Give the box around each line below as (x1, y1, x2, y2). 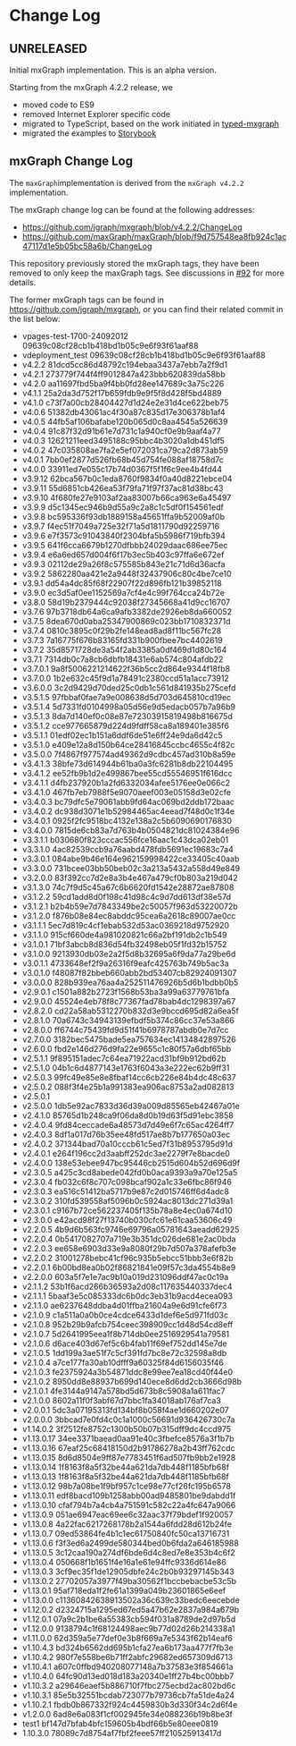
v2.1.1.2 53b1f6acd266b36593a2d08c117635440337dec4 (21, 1281, 234, 1292)
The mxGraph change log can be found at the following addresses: (9, 204, 255, 215)
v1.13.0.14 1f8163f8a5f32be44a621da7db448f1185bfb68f (21, 1462, 230, 1472)
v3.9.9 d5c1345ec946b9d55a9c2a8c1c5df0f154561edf (21, 502, 225, 513)
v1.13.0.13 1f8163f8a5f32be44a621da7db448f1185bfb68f (21, 1471, 229, 1481)
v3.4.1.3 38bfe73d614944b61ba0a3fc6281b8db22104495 (21, 758, 234, 769)
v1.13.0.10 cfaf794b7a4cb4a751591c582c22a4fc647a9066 (21, 1499, 236, 1510)
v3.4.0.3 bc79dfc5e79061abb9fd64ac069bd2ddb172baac (21, 796, 234, 807)
